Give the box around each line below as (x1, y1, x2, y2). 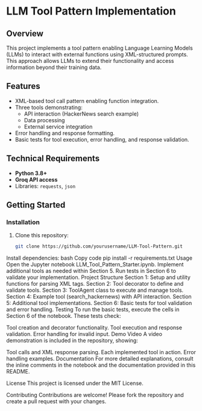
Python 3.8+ (14, 169, 47, 177)
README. (6, 368, 30, 375)
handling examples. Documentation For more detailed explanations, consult (6, 355, 194, 363)
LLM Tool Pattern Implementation (6, 4, 176, 18)
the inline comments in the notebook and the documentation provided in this (6, 361, 196, 369)
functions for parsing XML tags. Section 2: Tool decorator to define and (6, 280, 184, 288)
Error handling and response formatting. (14, 129, 115, 137)
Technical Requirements (6, 153, 100, 164)
